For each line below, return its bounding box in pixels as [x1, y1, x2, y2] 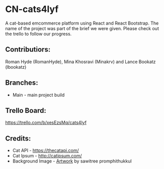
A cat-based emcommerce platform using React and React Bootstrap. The [5, 20, 159, 26]
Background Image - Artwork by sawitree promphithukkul [12, 158, 132, 164]
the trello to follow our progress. [5, 31, 72, 37]
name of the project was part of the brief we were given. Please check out [5, 25, 159, 31]
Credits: [5, 134, 31, 142]
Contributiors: [5, 45, 51, 54]
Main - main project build [12, 92, 65, 98]
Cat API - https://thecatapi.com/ [12, 147, 79, 153]
